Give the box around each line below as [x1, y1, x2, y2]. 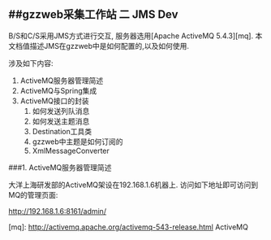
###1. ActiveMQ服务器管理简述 [8, 162, 112, 172]
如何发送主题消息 [32, 116, 90, 126]
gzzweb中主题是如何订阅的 [32, 137, 123, 146]
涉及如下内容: [8, 58, 54, 68]
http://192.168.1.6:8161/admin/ [8, 206, 107, 216]
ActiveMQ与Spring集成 [19, 85, 97, 95]
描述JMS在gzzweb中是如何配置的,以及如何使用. [29, 41, 189, 50]
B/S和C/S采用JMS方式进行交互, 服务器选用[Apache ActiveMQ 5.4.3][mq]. [8, 31, 254, 41]
